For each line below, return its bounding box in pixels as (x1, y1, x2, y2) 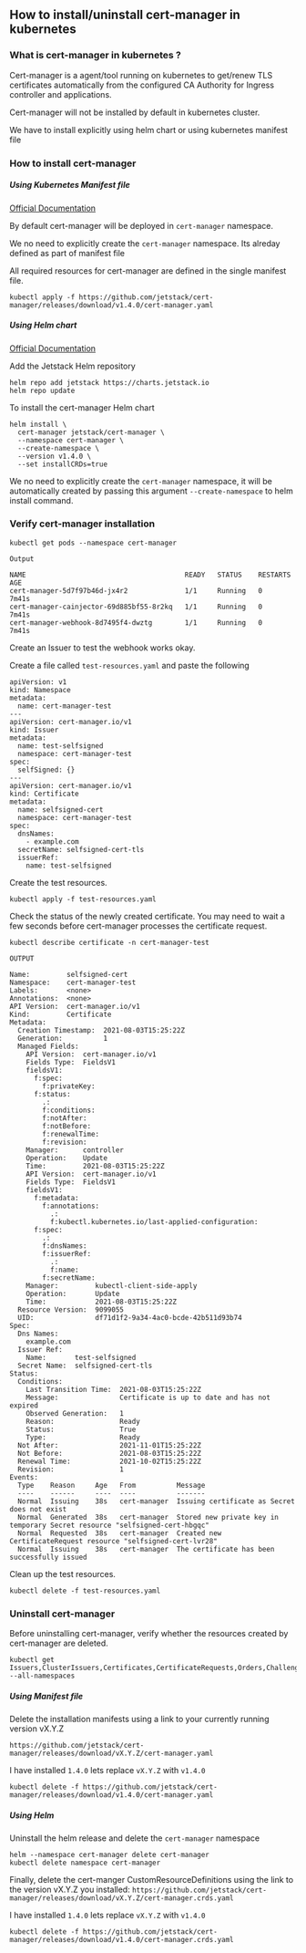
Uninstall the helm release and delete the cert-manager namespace (9, 1833, 260, 1844)
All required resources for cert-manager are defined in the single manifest (9, 265, 287, 276)
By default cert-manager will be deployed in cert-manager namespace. (9, 220, 274, 231)
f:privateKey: (42, 1081, 96, 1091)
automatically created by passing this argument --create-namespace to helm (9, 485, 293, 496)
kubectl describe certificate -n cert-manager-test (9, 938, 209, 947)
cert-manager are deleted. (9, 1637, 109, 1649)
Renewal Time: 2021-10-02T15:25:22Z (17, 1457, 202, 1466)
